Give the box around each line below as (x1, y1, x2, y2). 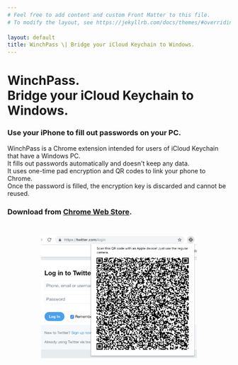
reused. (7, 189, 30, 197)
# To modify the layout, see (7, 18, 93, 26)
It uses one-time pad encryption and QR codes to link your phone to (7, 166, 206, 175)
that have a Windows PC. (7, 151, 81, 160)
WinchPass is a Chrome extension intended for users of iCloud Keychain (7, 144, 219, 152)
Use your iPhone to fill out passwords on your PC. (7, 128, 181, 138)
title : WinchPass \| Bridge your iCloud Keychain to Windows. (7, 41, 195, 49)
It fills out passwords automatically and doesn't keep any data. (7, 159, 190, 168)
